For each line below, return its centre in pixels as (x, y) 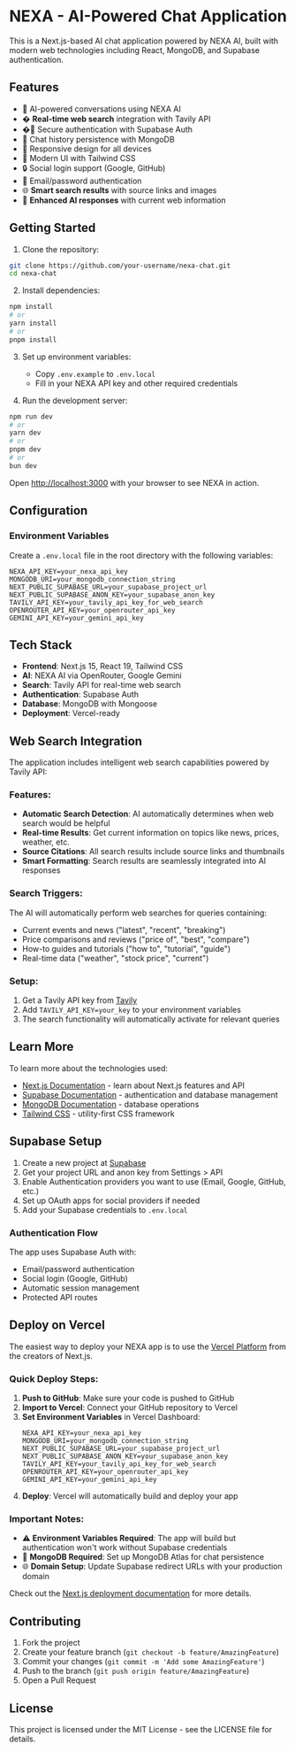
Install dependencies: (61, 290)
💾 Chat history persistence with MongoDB (98, 139)
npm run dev (31, 417)
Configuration (49, 511)
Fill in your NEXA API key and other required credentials (136, 383)
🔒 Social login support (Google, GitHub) (94, 168)
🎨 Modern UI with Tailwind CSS (79, 158)
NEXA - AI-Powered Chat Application (148, 16)
